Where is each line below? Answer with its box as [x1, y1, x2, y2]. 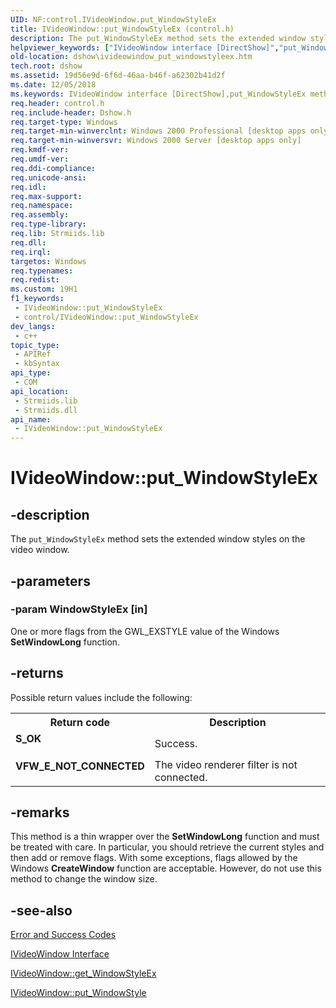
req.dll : [10, 237, 47, 248]
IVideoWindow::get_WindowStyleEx [10, 967, 157, 980]
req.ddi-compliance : [10, 163, 97, 173]
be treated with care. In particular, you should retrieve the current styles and [10, 841, 325, 853]
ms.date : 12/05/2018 [10, 80, 97, 90]
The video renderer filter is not [154, 757, 298, 771]
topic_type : [10, 340, 60, 350]
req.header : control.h [10, 98, 105, 108]
